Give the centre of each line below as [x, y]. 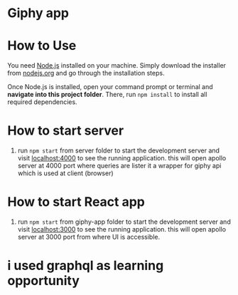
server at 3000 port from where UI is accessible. [89, 237]
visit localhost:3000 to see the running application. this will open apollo [121, 229]
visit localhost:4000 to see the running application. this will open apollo [122, 158]
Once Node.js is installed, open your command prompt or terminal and [110, 87]
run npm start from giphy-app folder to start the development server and [124, 222]
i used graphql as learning [86, 266]
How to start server [66, 131]
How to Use [42, 46]
